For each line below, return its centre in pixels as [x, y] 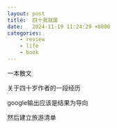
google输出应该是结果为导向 [48, 102]
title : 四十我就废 [33, 20]
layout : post [26, 14]
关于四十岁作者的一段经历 [44, 88]
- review [32, 40]
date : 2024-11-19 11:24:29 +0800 [59, 26]
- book [29, 53]
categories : [24, 33]
